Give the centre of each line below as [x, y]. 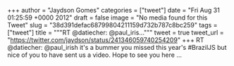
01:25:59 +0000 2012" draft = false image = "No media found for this [107, 18]
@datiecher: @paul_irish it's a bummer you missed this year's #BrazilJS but [117, 47]
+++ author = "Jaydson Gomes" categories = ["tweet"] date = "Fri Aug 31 [113, 10]
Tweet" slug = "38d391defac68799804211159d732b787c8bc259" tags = [112, 25]
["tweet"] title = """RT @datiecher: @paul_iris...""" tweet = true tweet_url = [116, 32]
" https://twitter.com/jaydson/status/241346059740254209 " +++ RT [106, 40]
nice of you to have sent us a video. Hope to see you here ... [94, 55]
